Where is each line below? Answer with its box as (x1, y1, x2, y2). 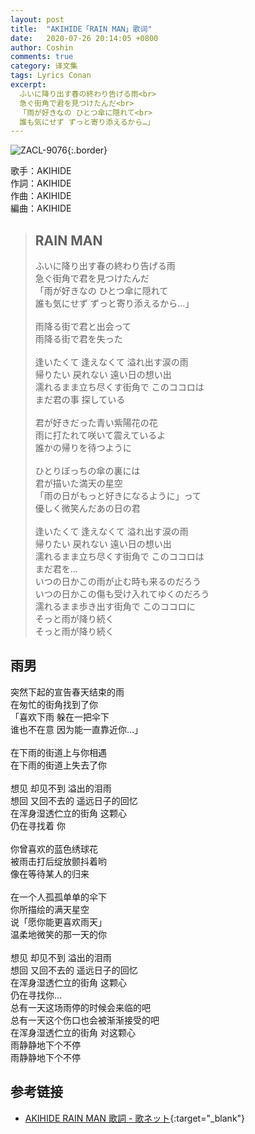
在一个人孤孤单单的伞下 (10, 891, 107, 903)
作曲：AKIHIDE (10, 190, 72, 202)
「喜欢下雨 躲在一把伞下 (10, 711, 110, 723)
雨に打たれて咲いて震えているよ (34, 429, 167, 441)
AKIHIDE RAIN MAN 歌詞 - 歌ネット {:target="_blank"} (24, 1112, 246, 1124)
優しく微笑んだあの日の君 (34, 502, 141, 515)
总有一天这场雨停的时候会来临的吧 (10, 1001, 151, 1013)
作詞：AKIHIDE (10, 177, 72, 190)
